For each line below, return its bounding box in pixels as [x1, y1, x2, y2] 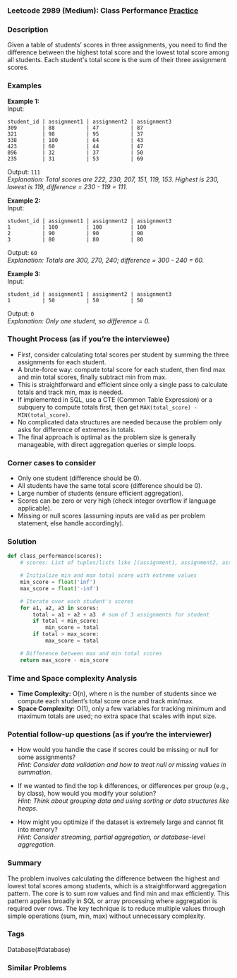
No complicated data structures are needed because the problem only [17, 417, 222, 426]
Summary [7, 858, 42, 868]
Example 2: [7, 196, 41, 205]
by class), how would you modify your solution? [17, 789, 157, 798]
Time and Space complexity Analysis [7, 673, 138, 683]
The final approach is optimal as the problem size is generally [17, 433, 196, 441]
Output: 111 [7, 167, 41, 176]
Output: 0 [7, 309, 35, 318]
